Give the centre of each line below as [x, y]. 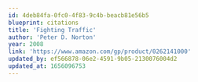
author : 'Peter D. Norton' [52, 37]
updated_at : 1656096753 [47, 66]
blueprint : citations [44, 23]
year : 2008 [26, 45]
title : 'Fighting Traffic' [52, 30]
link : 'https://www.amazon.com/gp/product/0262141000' [100, 52]
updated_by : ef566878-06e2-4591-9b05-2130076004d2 [93, 59]
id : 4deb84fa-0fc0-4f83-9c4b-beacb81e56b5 [79, 15]
